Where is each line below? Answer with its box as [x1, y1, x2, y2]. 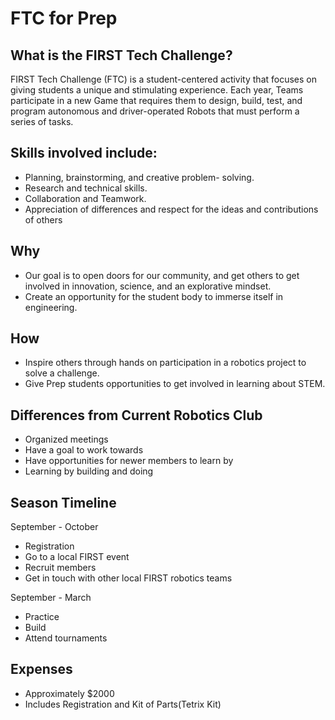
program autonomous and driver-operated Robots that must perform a [10, 105, 300, 117]
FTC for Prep [10, 7, 118, 30]
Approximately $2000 [24, 687, 115, 699]
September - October [10, 521, 99, 533]
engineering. [24, 301, 78, 313]
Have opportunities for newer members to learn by [24, 455, 234, 467]
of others [24, 213, 63, 226]
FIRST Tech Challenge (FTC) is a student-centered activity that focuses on [10, 73, 318, 85]
